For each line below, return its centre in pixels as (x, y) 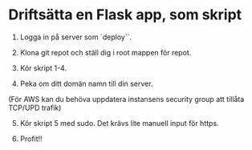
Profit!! (31, 139)
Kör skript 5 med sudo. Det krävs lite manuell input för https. (119, 123)
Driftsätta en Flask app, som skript (125, 15)
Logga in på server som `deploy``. (76, 37)
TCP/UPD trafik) (35, 107)
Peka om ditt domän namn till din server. (86, 83)
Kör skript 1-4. (43, 68)
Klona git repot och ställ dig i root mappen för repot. (106, 52)
